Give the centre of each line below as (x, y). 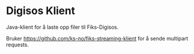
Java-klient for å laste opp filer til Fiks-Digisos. (62, 27)
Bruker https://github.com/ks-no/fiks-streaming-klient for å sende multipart (97, 38)
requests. (18, 45)
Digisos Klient (40, 11)
